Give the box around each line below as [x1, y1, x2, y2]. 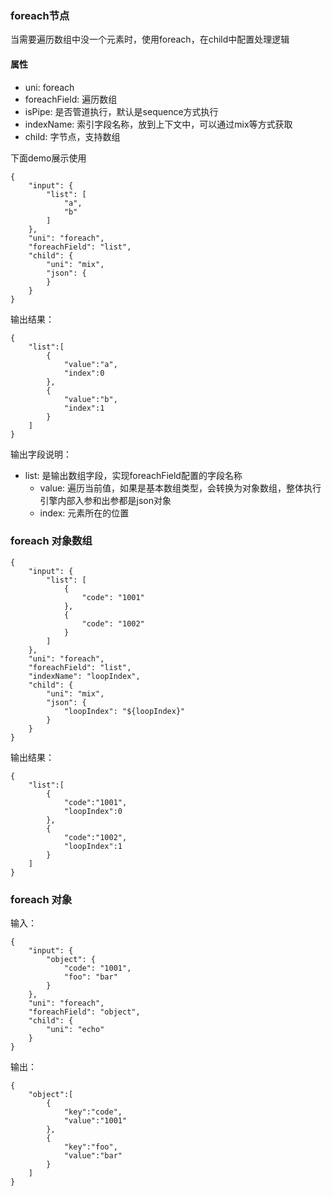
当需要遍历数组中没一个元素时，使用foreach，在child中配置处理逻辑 [10, 33, 290, 46]
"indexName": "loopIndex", [28, 671, 141, 681]
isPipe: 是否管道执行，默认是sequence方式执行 [24, 105, 219, 117]
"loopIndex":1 [63, 841, 123, 851]
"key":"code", [63, 1107, 123, 1117]
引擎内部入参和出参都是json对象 [39, 494, 172, 506]
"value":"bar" [63, 1151, 123, 1161]
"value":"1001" [63, 1116, 128, 1126]
